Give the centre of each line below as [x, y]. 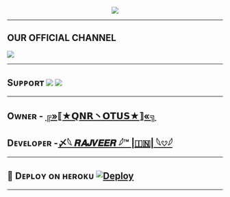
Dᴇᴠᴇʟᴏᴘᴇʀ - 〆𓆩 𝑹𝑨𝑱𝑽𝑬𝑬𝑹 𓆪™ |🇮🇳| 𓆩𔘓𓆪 [90, 143]
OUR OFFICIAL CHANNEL [62, 38]
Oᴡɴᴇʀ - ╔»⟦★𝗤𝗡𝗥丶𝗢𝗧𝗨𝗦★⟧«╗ [82, 116]
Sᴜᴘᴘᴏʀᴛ [26, 83]
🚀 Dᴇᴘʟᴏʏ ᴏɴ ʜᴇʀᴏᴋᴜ [51, 176]
